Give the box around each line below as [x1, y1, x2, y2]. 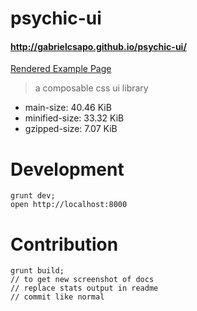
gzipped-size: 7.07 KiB [24, 123, 118, 135]
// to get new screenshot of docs [10, 275, 155, 285]
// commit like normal [10, 292, 105, 302]
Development [10, 158, 125, 181]
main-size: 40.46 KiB [24, 102, 112, 114]
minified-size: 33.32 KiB [24, 112, 125, 124]
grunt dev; [10, 191, 56, 201]
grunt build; [10, 266, 65, 276]
